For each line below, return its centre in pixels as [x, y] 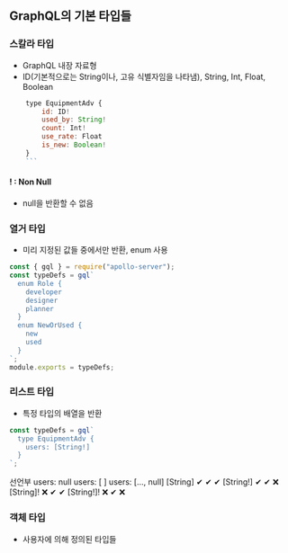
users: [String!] [58, 447]
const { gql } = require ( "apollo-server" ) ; [92, 267]
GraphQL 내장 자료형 [59, 65]
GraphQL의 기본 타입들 [71, 16]
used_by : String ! [74, 120]
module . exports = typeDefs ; [62, 367]
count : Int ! [64, 129]
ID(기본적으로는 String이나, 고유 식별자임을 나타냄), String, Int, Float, [144, 76]
